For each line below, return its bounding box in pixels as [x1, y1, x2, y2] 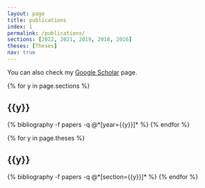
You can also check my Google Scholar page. [7, 68, 138, 77]
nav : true [7, 49, 36, 56]
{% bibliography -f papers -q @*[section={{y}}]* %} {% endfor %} [7, 172, 199, 181]
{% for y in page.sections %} [7, 81, 90, 90]
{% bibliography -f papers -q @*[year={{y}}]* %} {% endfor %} [7, 120, 190, 129]
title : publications [7, 17, 67, 24]
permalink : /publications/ [7, 29, 85, 37]
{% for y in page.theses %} [7, 134, 85, 142]
